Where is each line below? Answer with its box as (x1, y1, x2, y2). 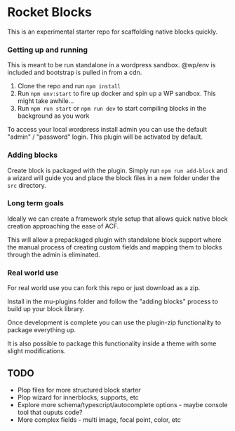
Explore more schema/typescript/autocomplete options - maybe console (17, 400, 228, 409)
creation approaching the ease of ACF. (7, 221, 119, 230)
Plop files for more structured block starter (17, 385, 141, 394)
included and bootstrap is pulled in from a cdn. (7, 68, 142, 77)
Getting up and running (7, 45, 88, 55)
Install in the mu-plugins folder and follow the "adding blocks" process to (7, 297, 219, 306)
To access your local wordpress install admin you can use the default (7, 125, 208, 134)
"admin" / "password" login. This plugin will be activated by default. (7, 132, 203, 141)
